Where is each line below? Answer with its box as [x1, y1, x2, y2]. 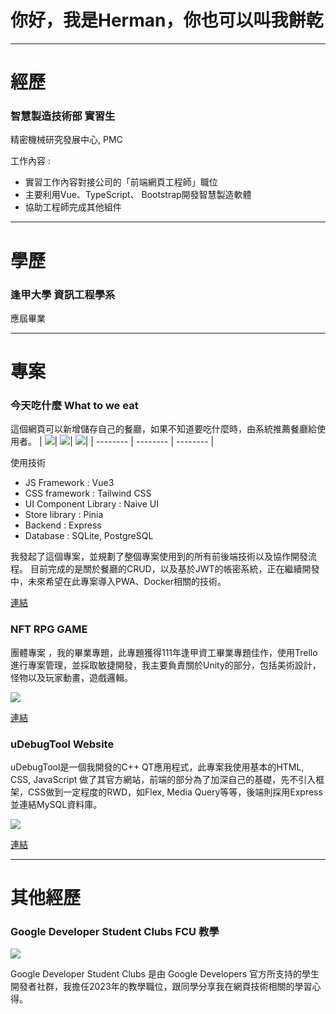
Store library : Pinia [24, 509, 104, 521]
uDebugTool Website [10, 737, 115, 751]
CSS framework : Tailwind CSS [24, 487, 152, 500]
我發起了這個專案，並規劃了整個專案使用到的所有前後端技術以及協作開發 [10, 551, 308, 563]
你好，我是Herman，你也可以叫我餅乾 [10, 9, 324, 32]
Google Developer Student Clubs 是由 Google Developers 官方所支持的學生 [10, 968, 320, 980]
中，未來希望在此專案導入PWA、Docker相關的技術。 [10, 576, 227, 588]
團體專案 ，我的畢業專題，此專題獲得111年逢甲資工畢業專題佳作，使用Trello [10, 646, 318, 658]
